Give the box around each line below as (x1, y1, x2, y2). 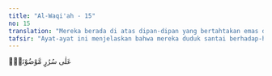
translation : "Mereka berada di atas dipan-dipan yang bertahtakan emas (8, 27, 259, 35)
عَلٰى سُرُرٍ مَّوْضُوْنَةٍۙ (8, 57, 72, 66)
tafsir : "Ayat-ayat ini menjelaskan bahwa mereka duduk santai (8, 34, 227, 43)
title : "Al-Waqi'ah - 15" (8, 11, 96, 20)
